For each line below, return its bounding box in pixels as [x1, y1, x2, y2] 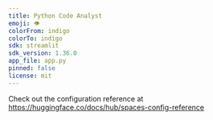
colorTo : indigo [8, 34, 63, 43]
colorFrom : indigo [8, 27, 70, 35]
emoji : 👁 [8, 19, 40, 27]
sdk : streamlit [8, 42, 59, 50]
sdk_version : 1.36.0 [8, 49, 78, 57]
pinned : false [8, 64, 56, 72]
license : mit [8, 72, 52, 80]
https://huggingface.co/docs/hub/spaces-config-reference [8, 102, 205, 112]
